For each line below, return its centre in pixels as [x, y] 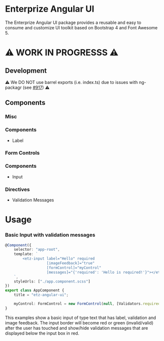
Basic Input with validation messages [50, 235]
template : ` [26, 254]
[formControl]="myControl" [74, 268]
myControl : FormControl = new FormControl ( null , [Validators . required [87, 304]
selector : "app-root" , [37, 250]
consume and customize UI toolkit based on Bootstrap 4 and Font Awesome [81, 27]
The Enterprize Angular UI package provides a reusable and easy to [73, 22]
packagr [13, 87]
